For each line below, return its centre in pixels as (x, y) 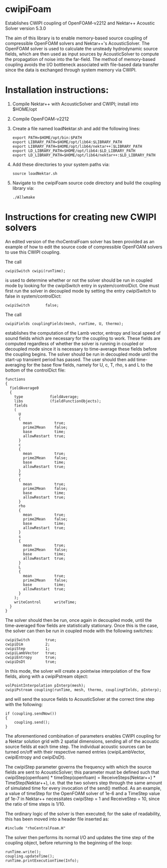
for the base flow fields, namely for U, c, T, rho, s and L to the (90, 365)
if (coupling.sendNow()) (31, 713)
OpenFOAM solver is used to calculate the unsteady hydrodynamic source (82, 48)
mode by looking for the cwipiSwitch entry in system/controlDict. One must (82, 285)
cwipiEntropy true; (31, 657)
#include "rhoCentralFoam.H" (35, 828)
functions (15, 379)
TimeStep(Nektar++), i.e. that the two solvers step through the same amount (84, 783)
